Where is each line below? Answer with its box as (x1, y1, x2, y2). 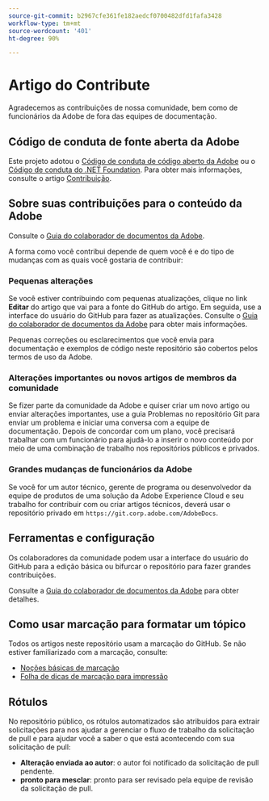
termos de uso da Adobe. (8, 352, 93, 362)
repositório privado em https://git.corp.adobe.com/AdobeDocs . (8, 508, 218, 518)
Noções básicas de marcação (19, 663, 120, 673)
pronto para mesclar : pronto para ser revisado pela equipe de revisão (19, 775, 254, 785)
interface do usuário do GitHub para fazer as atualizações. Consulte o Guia (8, 311, 258, 321)
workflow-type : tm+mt (8, 19, 82, 27)
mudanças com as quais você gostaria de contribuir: (8, 255, 183, 265)
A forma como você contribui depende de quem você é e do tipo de (8, 246, 234, 256)
